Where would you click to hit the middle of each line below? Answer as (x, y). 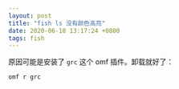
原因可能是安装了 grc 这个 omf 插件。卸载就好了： (91, 62)
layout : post (30, 16)
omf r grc (25, 77)
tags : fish (26, 38)
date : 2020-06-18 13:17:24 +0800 (64, 30)
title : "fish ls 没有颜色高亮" (57, 23)
